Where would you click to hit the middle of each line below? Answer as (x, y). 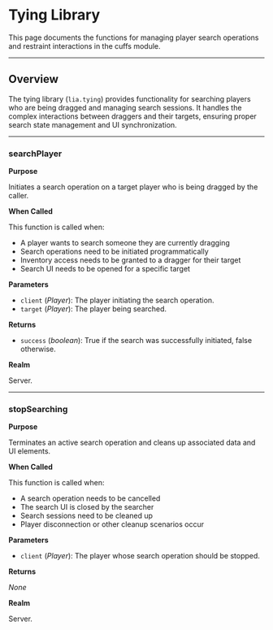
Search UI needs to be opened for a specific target (105, 269)
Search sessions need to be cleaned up (86, 516)
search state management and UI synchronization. (93, 124)
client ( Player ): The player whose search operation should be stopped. (140, 556)
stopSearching (38, 409)
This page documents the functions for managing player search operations (134, 37)
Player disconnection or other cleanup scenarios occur (112, 524)
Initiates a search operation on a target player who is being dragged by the (133, 187)
